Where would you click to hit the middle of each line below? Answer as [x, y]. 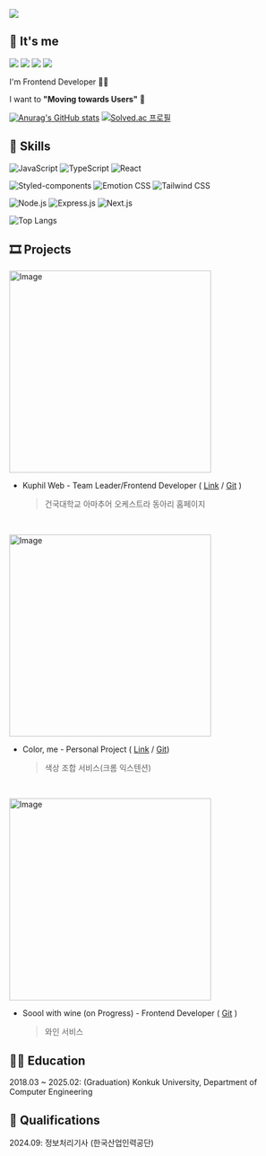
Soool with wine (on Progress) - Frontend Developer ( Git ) [130, 1013]
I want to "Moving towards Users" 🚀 [77, 99]
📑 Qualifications [55, 1120]
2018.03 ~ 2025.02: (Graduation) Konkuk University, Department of [133, 1082]
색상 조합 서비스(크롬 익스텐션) [98, 768]
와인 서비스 [64, 1032]
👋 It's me [34, 42]
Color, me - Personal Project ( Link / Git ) [96, 749]
